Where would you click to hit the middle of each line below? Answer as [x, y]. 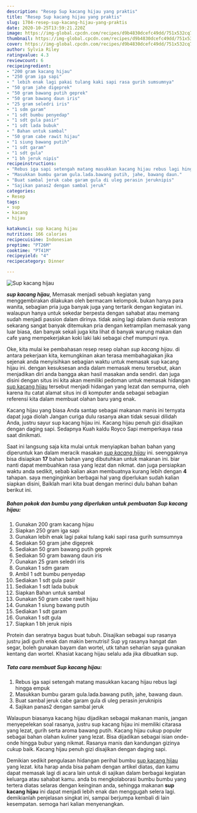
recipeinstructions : [32, 164]
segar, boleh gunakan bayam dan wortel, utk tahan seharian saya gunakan [96, 647]
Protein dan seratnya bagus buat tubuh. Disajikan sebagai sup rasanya [91, 635]
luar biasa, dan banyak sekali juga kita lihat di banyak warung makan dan [94, 332]
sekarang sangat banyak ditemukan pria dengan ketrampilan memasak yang [98, 325]
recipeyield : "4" [28, 256]
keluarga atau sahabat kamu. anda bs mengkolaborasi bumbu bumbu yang [96, 779]
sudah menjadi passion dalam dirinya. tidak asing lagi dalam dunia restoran [97, 319]
